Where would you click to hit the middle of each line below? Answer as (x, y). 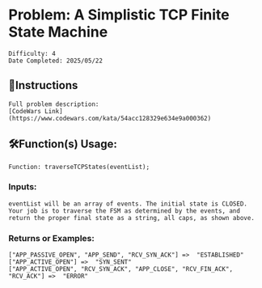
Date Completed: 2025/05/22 (56, 61)
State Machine (58, 32)
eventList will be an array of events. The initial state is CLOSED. (128, 204)
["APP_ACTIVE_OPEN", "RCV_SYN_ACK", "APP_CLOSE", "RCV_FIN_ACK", (120, 269)
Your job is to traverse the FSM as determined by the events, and (125, 211)
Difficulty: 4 (32, 53)
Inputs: (23, 187)
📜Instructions (43, 85)
